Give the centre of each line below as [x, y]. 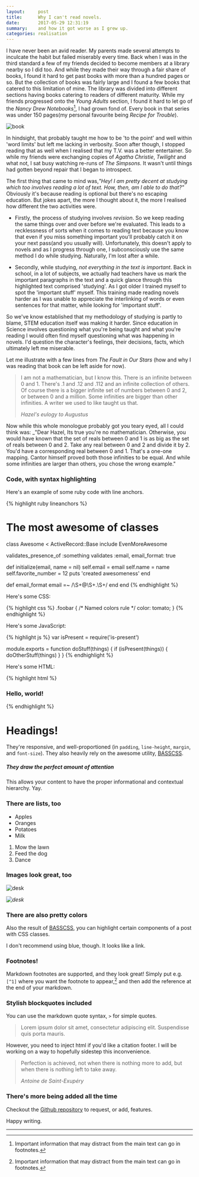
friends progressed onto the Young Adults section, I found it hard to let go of [99, 101]
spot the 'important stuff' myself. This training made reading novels [97, 292]
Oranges [25, 823]
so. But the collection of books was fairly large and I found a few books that [98, 82]
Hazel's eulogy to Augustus [54, 414]
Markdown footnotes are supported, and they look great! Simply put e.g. [94, 974]
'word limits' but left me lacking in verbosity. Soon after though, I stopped [96, 144]
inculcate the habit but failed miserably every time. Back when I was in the [97, 57]
